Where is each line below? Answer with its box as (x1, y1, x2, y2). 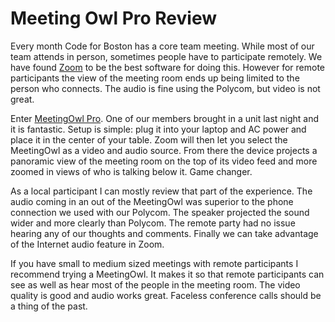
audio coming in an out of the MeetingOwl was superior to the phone (10, 195, 294, 207)
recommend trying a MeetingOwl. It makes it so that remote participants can (10, 268, 325, 280)
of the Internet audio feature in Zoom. (10, 238, 165, 250)
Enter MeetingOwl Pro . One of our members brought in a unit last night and (10, 112, 320, 124)
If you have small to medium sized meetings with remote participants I (10, 257, 299, 269)
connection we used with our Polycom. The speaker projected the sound (10, 206, 310, 218)
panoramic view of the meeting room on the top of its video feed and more (10, 155, 318, 167)
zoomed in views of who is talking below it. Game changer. (10, 165, 253, 177)
